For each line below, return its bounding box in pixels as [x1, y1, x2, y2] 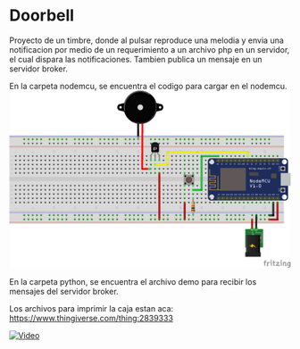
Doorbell [9, 5, 74, 26]
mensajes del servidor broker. [9, 286, 119, 296]
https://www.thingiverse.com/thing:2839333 [9, 312, 174, 323]
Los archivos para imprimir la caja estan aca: [9, 303, 174, 313]
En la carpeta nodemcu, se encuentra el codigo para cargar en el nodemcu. [9, 80, 287, 91]
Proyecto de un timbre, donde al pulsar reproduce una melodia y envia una [9, 35, 284, 46]
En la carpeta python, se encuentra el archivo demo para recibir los [9, 276, 257, 287]
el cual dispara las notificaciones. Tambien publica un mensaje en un [9, 54, 262, 64]
